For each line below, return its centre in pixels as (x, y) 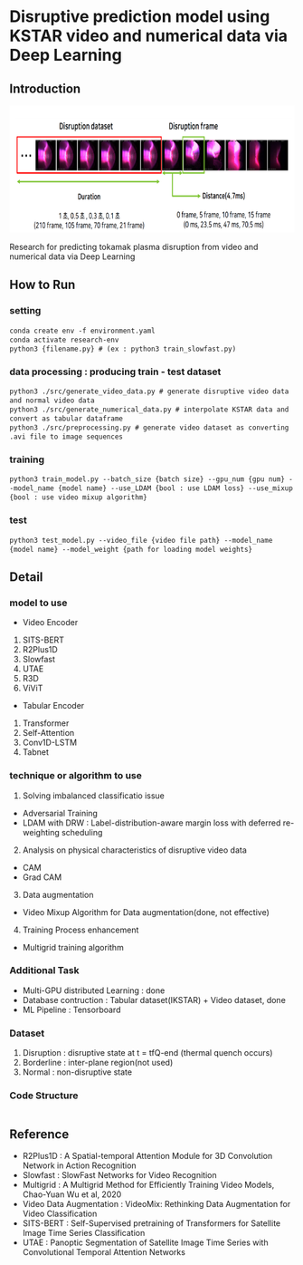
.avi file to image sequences (66, 437)
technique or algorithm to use (76, 776)
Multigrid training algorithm (73, 947)
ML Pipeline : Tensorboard (71, 1009)
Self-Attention (48, 733)
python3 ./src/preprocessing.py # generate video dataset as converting (149, 428)
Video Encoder (50, 623)
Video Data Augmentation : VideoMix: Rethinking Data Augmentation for (156, 1204)
